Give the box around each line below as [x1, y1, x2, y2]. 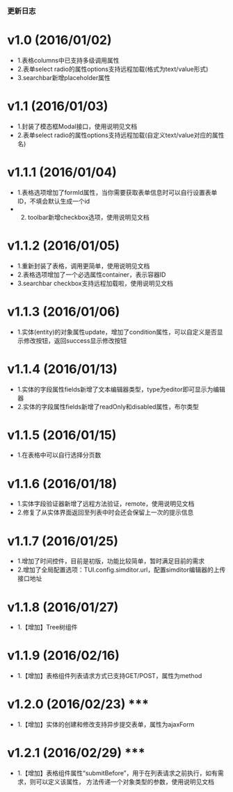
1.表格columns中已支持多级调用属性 [17, 56, 120, 64]
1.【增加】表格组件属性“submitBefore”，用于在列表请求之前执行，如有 [17, 769, 218, 777]
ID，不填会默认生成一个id [17, 197, 90, 205]
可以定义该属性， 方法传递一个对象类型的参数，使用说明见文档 [35, 777, 214, 786]
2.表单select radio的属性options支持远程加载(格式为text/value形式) [17, 65, 209, 73]
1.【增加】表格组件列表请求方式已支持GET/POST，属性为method [17, 672, 202, 680]
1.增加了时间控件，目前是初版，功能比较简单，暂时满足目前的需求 [17, 557, 205, 565]
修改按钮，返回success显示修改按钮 [23, 336, 127, 345]
